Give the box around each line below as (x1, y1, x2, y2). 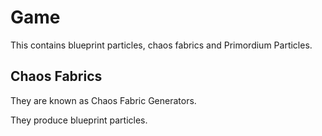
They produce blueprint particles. (10, 114, 148, 126)
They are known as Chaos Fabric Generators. (10, 94, 197, 106)
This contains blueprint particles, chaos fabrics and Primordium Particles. (10, 39, 313, 51)
